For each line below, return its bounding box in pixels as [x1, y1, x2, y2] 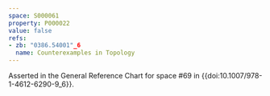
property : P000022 [8, 19, 70, 27]
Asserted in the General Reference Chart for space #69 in [8, 71, 200, 80]
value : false [8, 26, 52, 34]
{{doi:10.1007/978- [201, 71, 263, 80]
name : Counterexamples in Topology [15, 49, 135, 57]
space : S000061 [8, 11, 60, 20]
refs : [8, 34, 27, 42]
